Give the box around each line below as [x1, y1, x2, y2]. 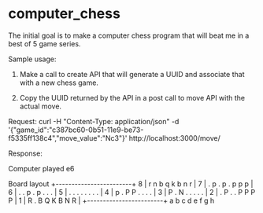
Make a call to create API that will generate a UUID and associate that [19, 69, 245, 79]
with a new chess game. [19, 78, 98, 87]
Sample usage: [8, 54, 57, 64]
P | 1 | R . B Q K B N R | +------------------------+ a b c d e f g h [8, 196, 215, 205]
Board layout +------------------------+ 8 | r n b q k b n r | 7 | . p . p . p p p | [8, 178, 254, 189]
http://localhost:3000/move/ [128, 133, 220, 142]
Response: [8, 149, 43, 158]
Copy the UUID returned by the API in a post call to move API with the [19, 93, 246, 102]
